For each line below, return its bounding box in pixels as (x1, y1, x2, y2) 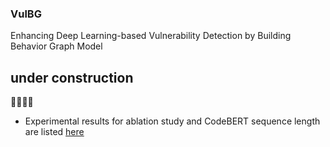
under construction (10, 69, 134, 86)
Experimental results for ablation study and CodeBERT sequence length (24, 115, 321, 127)
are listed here (24, 126, 85, 138)
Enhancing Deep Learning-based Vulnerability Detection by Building (10, 30, 292, 42)
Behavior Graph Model (10, 40, 103, 52)
